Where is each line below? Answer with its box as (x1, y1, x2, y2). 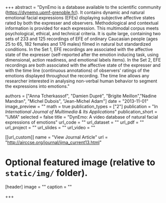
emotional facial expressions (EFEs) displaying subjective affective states (5, 15, 155, 20)
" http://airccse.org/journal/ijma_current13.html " (5, 139, 102, 145)
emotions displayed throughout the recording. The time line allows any (5, 73, 150, 78)
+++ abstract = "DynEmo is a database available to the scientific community (5, 4, 162, 10)
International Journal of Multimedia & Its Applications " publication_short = (5, 109, 158, 115)
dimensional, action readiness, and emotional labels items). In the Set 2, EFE (5, 57, 162, 63)
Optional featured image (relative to (5, 157, 156, 168)
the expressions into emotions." (5, 83, 70, 89)
